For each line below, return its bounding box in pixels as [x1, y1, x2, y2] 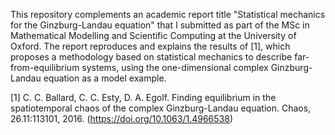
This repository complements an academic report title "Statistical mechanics [10, 9, 326, 20]
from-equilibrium [10, 62, 80, 73]
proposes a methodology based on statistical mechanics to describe [10, 51, 293, 63]
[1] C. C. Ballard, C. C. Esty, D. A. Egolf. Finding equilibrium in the [10, 92, 277, 103]
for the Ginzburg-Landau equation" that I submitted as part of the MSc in [10, 19, 310, 31]
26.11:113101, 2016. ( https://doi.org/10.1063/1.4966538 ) [10, 113, 233, 124]
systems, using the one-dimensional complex [81, 62, 269, 73]
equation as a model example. [43, 72, 167, 84]
